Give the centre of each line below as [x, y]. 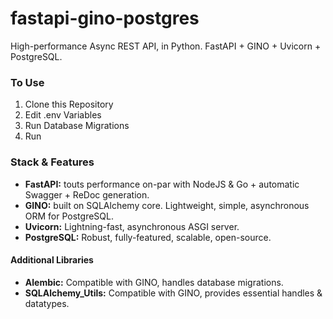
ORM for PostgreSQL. [69, 216]
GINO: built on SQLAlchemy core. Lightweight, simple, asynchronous [167, 205]
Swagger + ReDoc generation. [87, 194]
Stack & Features [52, 162]
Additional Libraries [52, 260]
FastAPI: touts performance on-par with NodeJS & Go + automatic [162, 184]
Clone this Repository [69, 104]
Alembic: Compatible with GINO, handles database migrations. [154, 282]
